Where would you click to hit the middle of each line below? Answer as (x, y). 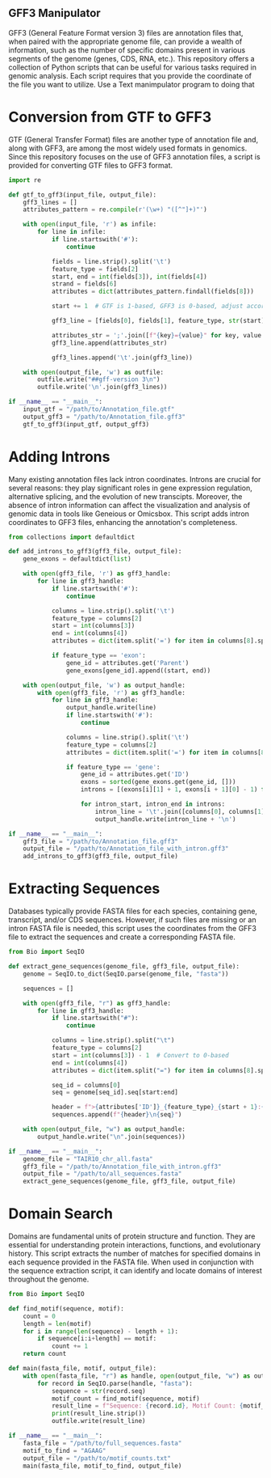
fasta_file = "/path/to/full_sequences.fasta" (102, 1443)
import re (25, 180)
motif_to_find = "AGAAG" (65, 1450)
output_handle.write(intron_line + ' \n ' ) (165, 819)
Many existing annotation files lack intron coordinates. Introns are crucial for (135, 479)
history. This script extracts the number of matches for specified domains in (134, 1254)
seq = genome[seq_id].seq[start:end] (115, 1093)
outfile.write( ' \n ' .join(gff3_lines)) (102, 387)
